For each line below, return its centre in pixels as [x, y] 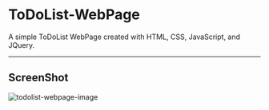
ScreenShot [38, 78]
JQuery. [21, 45]
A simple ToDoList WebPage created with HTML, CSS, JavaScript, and [124, 37]
